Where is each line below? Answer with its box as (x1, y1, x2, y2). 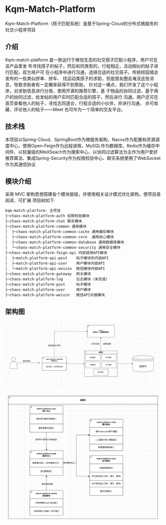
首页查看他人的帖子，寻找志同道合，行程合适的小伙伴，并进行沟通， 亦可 (5, 100, 154, 106)
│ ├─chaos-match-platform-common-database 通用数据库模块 (5, 240, 124, 245)
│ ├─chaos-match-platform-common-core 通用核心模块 (5, 235, 114, 240)
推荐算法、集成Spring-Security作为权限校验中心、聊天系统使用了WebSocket (5, 155, 161, 161)
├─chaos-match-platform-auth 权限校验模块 (5, 213, 90, 219)
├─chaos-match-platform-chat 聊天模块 (5, 219, 83, 224)
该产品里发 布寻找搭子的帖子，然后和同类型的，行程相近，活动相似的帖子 (5, 63, 154, 69)
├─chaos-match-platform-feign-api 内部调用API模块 (5, 251, 108, 256)
